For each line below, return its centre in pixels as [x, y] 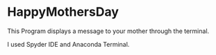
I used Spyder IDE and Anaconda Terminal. [68, 44]
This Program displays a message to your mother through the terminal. [108, 31]
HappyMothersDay [63, 12]
